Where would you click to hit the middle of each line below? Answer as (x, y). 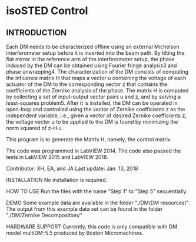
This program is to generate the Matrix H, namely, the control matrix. (89, 139)
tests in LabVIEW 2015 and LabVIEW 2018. (57, 157)
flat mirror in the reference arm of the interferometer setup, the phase (90, 59)
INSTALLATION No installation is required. (57, 180)
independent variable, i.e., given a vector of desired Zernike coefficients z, (96, 115)
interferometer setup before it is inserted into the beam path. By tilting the (95, 53)
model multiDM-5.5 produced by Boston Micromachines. (75, 233)
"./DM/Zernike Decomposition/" (44, 215)
